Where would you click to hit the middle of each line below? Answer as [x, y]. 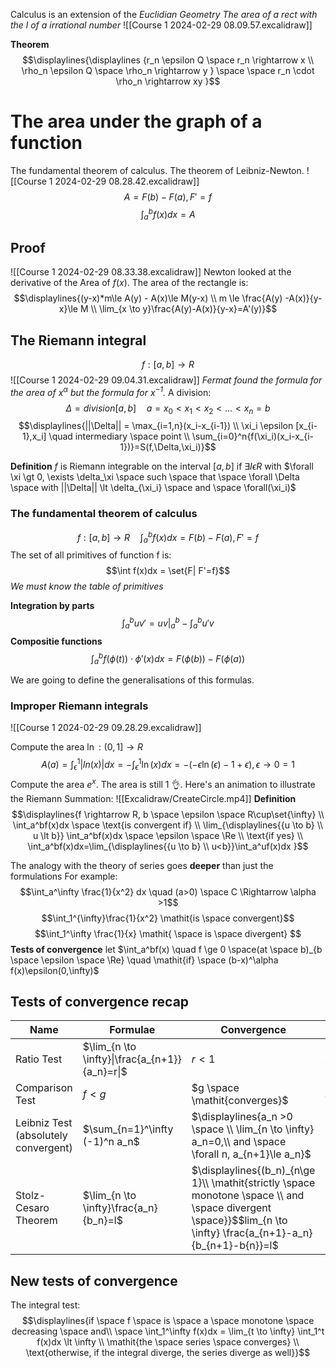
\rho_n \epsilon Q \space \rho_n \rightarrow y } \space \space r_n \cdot [168, 70]
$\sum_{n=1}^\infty [128, 1129]
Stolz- [31, 1196]
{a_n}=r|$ [105, 1072]
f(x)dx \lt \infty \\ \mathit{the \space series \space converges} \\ [168, 1342]
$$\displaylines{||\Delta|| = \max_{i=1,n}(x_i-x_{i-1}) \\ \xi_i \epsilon [156, 426]
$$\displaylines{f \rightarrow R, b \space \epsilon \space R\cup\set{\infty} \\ [168, 814]
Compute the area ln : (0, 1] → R [77, 747]
